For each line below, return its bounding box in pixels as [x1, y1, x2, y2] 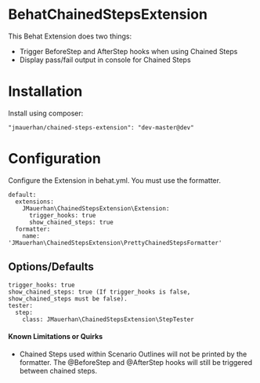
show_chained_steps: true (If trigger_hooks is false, [8, 288, 191, 296]
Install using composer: [8, 108, 84, 118]
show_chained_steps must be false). [8, 294, 128, 303]
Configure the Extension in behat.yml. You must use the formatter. [8, 175, 222, 185]
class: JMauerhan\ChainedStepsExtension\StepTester [22, 316, 194, 323]
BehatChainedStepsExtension [8, 5, 208, 24]
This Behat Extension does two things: [8, 31, 132, 41]
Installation [8, 82, 83, 100]
